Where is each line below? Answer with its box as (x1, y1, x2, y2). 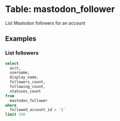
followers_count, (9, 79, 46, 84)
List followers (5, 49, 39, 56)
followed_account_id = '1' (9, 107, 66, 112)
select (5, 61, 19, 66)
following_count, (9, 84, 46, 89)
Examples (5, 34, 36, 43)
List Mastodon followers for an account (5, 20, 86, 26)
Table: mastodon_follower (5, 3, 116, 15)
